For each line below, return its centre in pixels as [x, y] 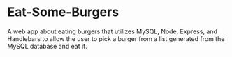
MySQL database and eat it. [47, 46]
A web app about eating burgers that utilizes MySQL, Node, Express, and [113, 31]
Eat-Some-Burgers [63, 12]
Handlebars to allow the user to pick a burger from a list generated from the [116, 38]
